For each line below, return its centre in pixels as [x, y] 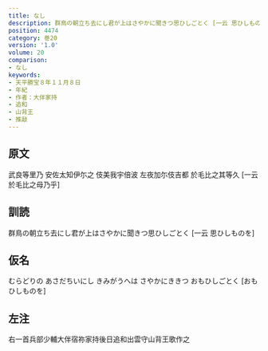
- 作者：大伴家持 [33, 97]
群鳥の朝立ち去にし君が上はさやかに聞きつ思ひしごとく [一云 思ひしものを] [132, 233]
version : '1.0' [33, 45]
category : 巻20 [33, 38]
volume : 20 [26, 53]
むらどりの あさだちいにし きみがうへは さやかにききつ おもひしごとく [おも [133, 281]
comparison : [28, 61]
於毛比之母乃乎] [34, 184]
